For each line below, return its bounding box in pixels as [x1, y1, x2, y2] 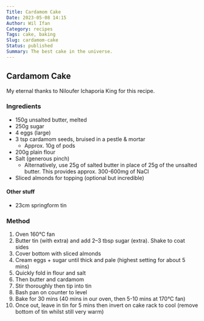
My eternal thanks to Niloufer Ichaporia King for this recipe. [6, 87, 155, 94]
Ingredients [6, 102, 41, 111]
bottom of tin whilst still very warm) [15, 308, 104, 316]
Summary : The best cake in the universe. [6, 49, 113, 55]
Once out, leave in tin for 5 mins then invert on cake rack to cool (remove [15, 302, 199, 309]
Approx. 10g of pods [24, 142, 76, 149]
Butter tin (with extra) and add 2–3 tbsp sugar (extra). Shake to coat [15, 237, 186, 244]
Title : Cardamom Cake [6, 9, 62, 15]
